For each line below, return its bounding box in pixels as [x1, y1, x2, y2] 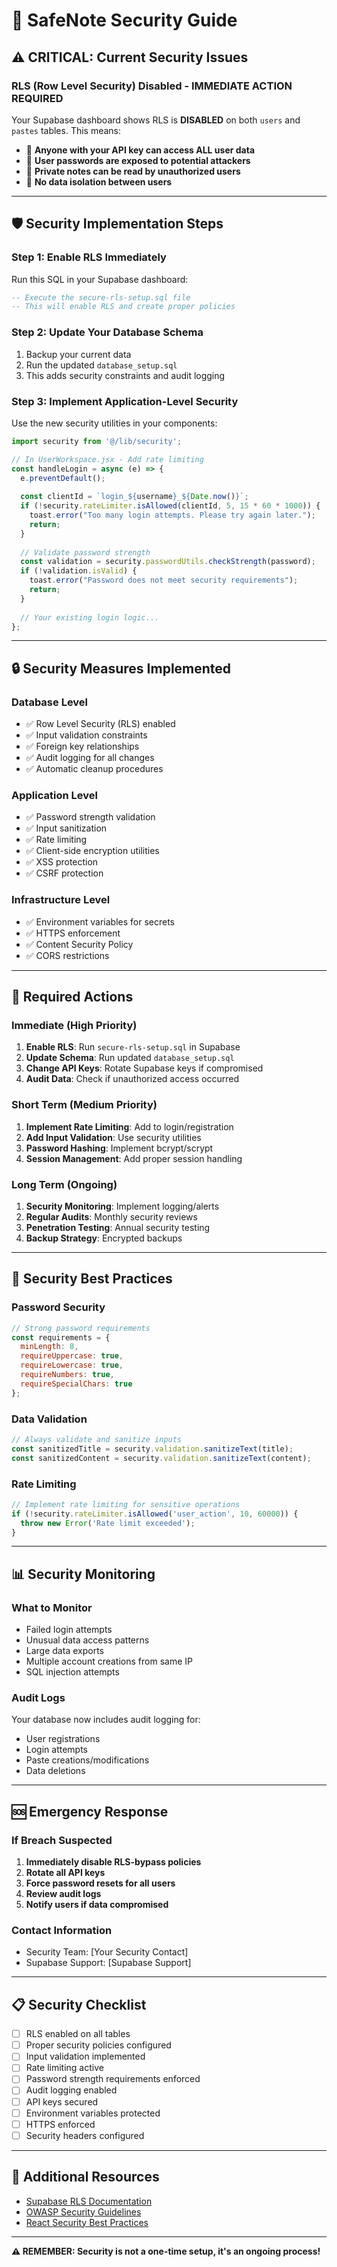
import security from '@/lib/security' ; [11, 436, 183, 446]
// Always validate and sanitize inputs [11, 1434, 183, 1444]
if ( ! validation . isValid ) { [20, 566, 138, 576]
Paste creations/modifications [25, 1754, 150, 1766]
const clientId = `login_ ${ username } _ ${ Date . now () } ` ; [20, 492, 249, 502]
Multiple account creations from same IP [25, 1655, 193, 1668]
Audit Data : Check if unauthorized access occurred [25, 1073, 239, 1085]
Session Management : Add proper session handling [25, 1152, 243, 1164]
